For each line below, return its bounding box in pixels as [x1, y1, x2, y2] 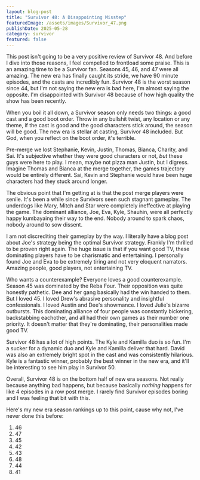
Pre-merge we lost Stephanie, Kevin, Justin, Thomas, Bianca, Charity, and [6, 146, 188, 153]
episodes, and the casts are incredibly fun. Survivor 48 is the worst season [6, 78, 191, 85]
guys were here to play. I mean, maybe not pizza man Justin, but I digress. [6, 159, 189, 166]
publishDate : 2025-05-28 [6, 25, 68, 32]
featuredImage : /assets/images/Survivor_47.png [6, 20, 127, 26]
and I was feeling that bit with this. [6, 395, 91, 401]
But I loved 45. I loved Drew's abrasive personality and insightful [6, 295, 164, 302]
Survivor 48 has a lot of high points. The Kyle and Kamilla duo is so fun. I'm [6, 338, 191, 346]
